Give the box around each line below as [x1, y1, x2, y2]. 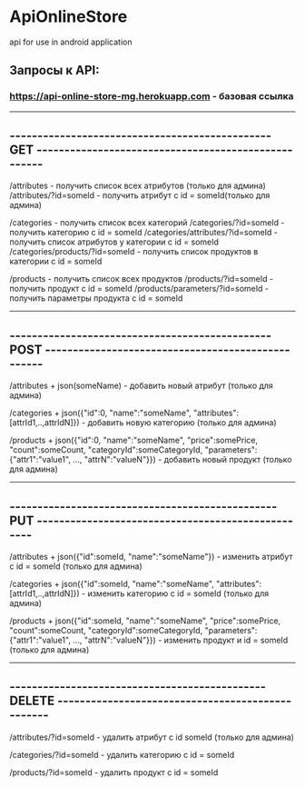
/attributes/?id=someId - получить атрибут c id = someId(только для [9, 190, 271, 201]
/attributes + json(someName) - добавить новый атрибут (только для [9, 380, 274, 392]
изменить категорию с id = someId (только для [87, 588, 270, 599]
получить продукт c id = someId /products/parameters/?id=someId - [9, 284, 270, 294]
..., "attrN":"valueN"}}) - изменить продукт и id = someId [72, 634, 289, 646]
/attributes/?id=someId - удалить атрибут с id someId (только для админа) [9, 732, 295, 742]
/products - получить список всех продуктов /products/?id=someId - [9, 274, 274, 284]
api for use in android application [9, 36, 133, 47]
